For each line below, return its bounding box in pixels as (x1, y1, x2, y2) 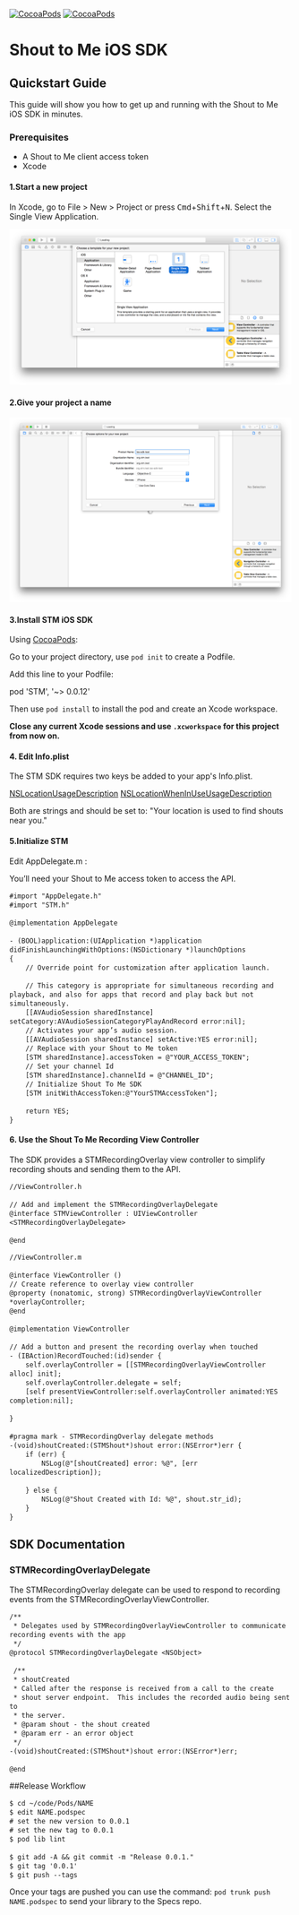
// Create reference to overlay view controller (9, 1280, 194, 1289)
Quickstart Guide (9, 75, 107, 91)
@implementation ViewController (9, 1324, 130, 1333)
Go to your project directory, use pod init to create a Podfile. (9, 651, 235, 662)
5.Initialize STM (9, 836, 69, 847)
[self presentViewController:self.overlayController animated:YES (25, 1387, 278, 1396)
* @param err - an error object (13, 1729, 134, 1738)
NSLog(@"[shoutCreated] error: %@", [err (41, 1459, 199, 1468)
